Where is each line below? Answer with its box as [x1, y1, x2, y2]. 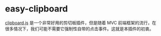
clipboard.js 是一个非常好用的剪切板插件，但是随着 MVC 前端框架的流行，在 [5, 20, 157, 25]
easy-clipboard [5, 3, 68, 14]
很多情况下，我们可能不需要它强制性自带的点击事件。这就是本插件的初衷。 [5, 25, 154, 32]
